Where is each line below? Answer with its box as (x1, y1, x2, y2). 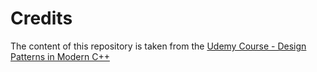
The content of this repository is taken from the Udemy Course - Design (10, 40, 307, 52)
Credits (10, 7, 73, 30)
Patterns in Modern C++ (10, 50, 110, 62)
